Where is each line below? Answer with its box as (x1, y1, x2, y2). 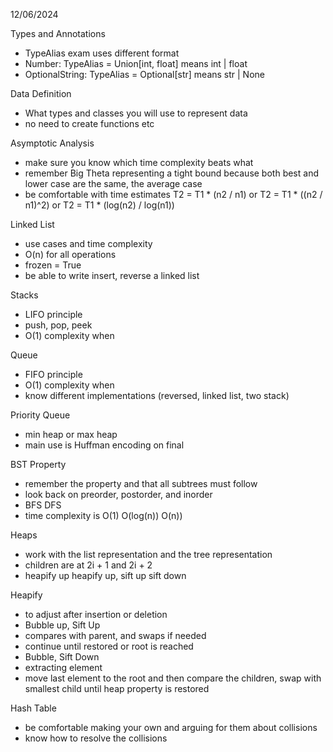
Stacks (10, 289, 39, 301)
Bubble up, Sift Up (24, 619, 101, 631)
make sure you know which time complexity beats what (24, 157, 254, 168)
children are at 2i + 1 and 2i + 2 (24, 559, 153, 571)
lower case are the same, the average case (24, 178, 203, 189)
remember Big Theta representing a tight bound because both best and (24, 167, 319, 179)
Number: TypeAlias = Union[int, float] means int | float (24, 58, 248, 69)
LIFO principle (24, 309, 83, 320)
